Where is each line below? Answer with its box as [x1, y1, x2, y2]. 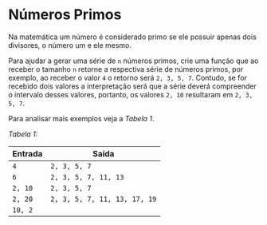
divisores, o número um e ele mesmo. [8, 40, 132, 49]
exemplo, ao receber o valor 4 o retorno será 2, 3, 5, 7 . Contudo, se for [8, 73, 247, 82]
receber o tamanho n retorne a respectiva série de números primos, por [8, 64, 244, 73]
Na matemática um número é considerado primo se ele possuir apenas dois [8, 32, 257, 41]
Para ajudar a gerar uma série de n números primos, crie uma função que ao [8, 56, 259, 65]
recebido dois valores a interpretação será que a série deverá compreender [8, 81, 257, 91]
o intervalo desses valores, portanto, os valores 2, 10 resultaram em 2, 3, [8, 89, 253, 99]
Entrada [12, 148, 43, 159]
